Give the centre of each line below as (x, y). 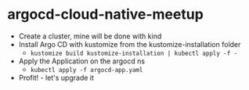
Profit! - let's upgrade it (56, 77)
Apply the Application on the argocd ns (82, 61)
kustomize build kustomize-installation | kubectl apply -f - (134, 53)
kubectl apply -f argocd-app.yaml (87, 70)
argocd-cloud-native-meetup (106, 14)
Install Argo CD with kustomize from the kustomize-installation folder (130, 44)
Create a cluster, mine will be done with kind (90, 36)
